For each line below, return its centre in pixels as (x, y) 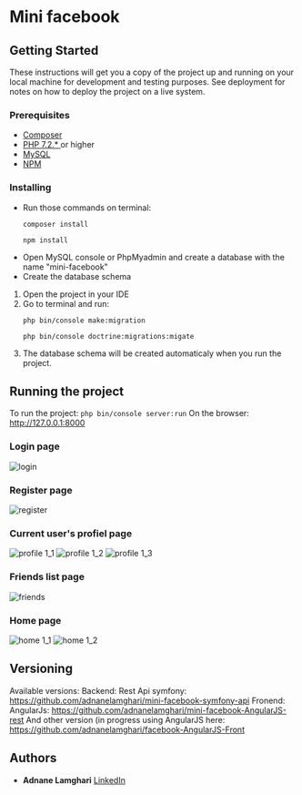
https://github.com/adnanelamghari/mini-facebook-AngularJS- (169, 710)
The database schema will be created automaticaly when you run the (152, 353)
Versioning (41, 669)
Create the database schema (77, 276)
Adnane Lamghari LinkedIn (74, 780)
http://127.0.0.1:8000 (47, 423)
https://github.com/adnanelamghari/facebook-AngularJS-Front (127, 729)
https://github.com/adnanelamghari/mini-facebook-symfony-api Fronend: (147, 700)
